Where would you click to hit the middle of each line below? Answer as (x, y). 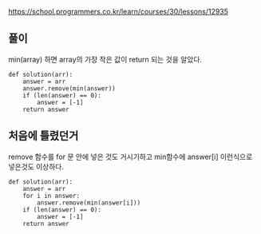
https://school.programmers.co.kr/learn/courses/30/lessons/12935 (119, 12)
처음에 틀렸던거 (43, 136)
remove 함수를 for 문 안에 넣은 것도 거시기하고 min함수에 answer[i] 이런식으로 (130, 157)
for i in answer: (51, 196)
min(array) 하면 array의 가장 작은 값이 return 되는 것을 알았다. (105, 59)
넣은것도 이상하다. (36, 166)
